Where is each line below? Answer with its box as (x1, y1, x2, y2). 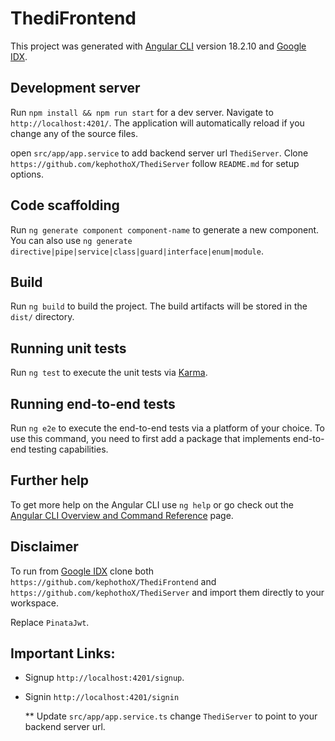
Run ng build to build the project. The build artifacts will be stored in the (10, 300, 308, 312)
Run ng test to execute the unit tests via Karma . (10, 367, 208, 379)
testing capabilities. (28, 443, 109, 455)
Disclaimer (10, 538, 79, 556)
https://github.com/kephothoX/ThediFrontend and (10, 575, 217, 587)
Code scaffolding (10, 197, 120, 214)
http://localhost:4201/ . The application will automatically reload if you (10, 117, 305, 129)
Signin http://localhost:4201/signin (24, 691, 180, 703)
